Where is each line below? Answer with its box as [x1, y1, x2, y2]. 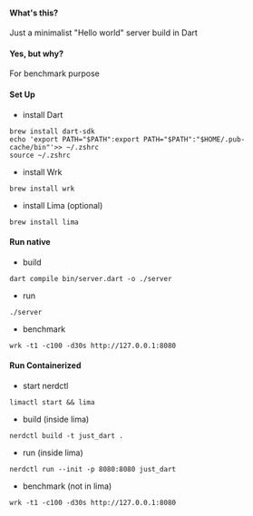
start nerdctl [22, 381, 69, 392]
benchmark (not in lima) [22, 481, 112, 492]
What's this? [9, 7, 59, 18]
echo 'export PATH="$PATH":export [9, 134, 141, 144]
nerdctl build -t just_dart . [9, 432, 124, 441]
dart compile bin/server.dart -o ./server [9, 274, 172, 283]
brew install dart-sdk [9, 127, 95, 136]
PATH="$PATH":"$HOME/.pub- [143, 134, 246, 144]
